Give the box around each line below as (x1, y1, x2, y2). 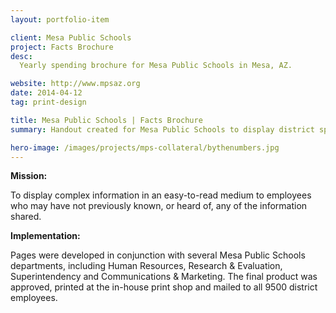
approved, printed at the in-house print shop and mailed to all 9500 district (10, 281, 318, 293)
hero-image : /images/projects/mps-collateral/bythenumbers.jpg (10, 142, 280, 153)
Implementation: (10, 230, 81, 242)
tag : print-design (10, 97, 87, 107)
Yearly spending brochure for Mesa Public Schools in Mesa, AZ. (19, 61, 293, 71)
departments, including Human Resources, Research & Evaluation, (10, 260, 283, 272)
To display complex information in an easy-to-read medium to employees (10, 189, 312, 201)
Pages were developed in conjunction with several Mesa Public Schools (10, 249, 306, 261)
